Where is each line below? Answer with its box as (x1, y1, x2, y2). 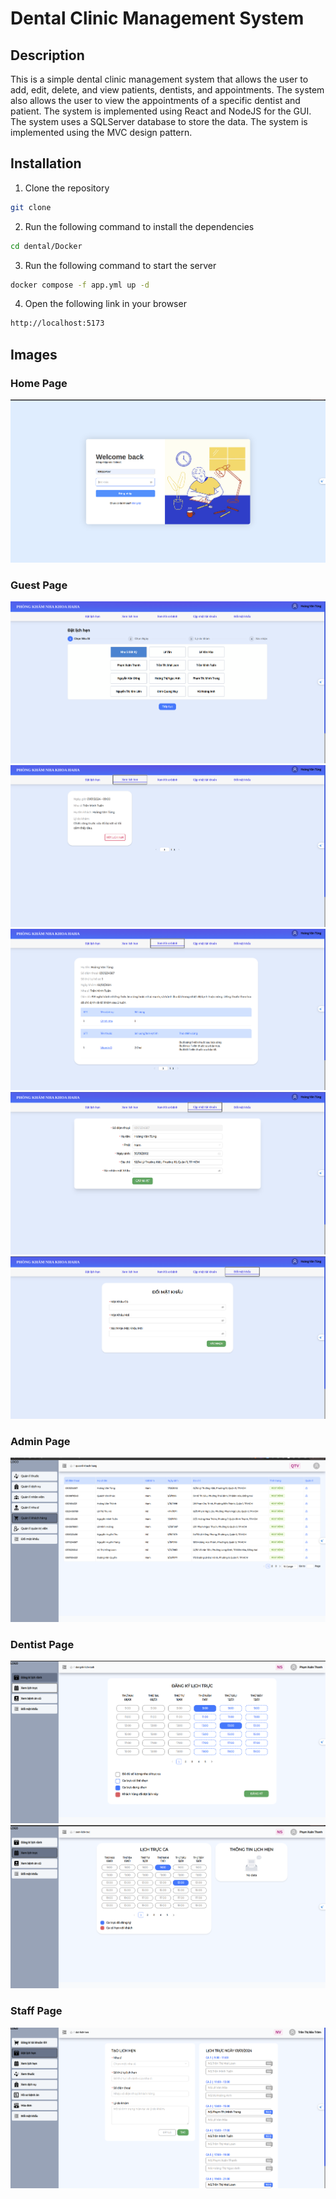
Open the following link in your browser (24, 298, 187, 310)
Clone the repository (24, 182, 110, 194)
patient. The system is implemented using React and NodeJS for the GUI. (10, 105, 312, 117)
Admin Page (10, 1434, 71, 1448)
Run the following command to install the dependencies (24, 220, 255, 232)
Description (10, 47, 85, 64)
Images (10, 346, 58, 363)
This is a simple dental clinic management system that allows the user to (10, 73, 309, 85)
